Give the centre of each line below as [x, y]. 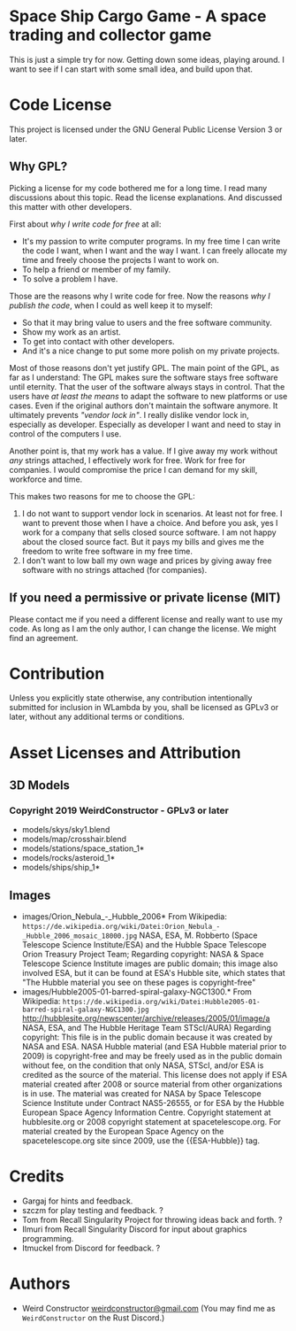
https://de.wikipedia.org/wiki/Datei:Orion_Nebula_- [121, 927]
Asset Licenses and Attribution [125, 752]
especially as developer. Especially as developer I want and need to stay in [145, 424]
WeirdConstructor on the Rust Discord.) [93, 1318]
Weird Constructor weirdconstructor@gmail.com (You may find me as [148, 1308]
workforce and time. [46, 479]
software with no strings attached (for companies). [114, 569]
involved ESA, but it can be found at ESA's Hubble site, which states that [153, 973]
